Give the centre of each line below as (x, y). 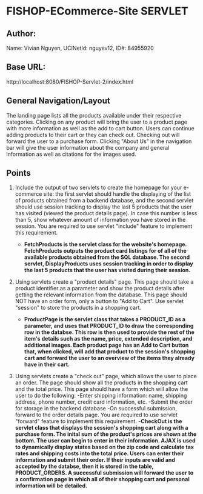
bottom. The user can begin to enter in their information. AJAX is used (105, 441)
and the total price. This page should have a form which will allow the (101, 389)
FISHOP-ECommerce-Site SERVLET (98, 11)
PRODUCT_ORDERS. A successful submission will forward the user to (104, 473)
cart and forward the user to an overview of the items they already (109, 358)
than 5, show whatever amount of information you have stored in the (100, 220)
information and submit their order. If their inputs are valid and (95, 460)
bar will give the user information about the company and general (88, 147)
